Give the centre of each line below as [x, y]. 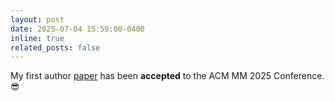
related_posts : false [55, 47]
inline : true [37, 38]
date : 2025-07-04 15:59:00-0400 [77, 29]
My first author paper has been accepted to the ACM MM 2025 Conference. [167, 76]
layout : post [37, 19]
